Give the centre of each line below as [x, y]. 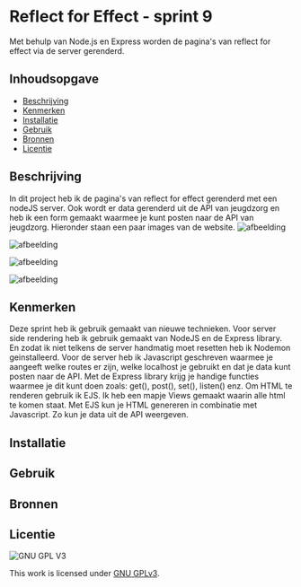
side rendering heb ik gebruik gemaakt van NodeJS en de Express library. [146, 338]
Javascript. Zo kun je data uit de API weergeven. [99, 415]
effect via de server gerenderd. [67, 50]
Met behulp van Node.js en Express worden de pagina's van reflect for [140, 41]
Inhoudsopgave [54, 79]
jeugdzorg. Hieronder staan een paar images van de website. [122, 227]
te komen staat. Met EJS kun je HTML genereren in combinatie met [133, 405]
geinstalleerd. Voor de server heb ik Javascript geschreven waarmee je [142, 357]
